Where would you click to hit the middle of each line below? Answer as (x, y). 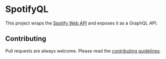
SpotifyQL (27, 9)
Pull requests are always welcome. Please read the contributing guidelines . (83, 50)
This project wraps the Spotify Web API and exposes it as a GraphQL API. (81, 23)
